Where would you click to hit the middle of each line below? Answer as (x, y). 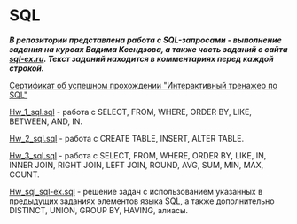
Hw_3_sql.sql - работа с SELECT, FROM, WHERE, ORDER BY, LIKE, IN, (138, 155)
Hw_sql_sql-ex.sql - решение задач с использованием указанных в (136, 191)
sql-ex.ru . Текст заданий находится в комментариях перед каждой (142, 58)
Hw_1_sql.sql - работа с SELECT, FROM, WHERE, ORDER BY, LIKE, (131, 112)
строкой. (27, 68)
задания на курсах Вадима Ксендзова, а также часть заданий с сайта (148, 49)
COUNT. (24, 174)
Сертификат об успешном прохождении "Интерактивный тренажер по (143, 85)
